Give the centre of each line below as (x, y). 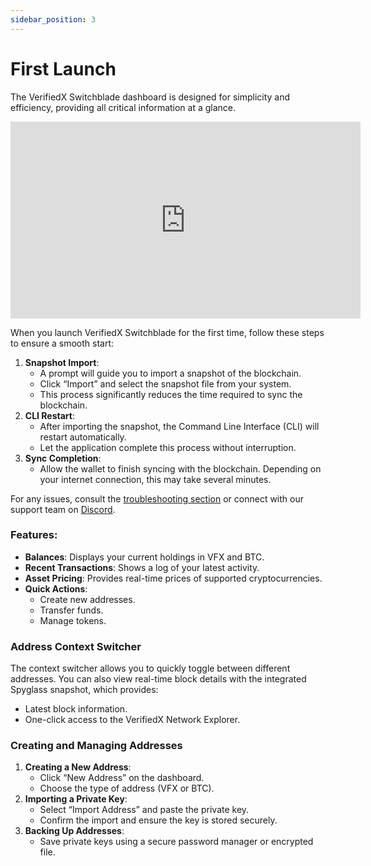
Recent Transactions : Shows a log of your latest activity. (142, 567)
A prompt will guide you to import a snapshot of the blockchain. (170, 373)
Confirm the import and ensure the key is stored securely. (158, 820)
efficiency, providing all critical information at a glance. (123, 107)
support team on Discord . (63, 509)
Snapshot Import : (62, 362)
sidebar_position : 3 (53, 19)
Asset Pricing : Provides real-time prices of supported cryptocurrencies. (173, 578)
